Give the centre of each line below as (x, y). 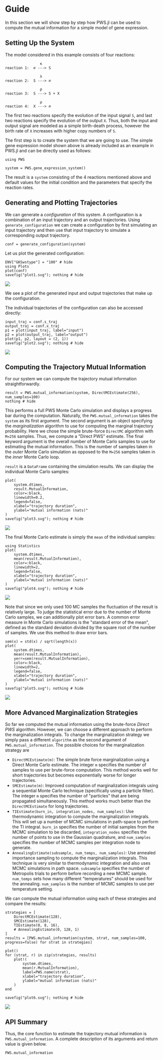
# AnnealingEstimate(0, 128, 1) (46, 930)
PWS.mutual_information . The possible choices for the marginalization (75, 745)
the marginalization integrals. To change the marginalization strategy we (77, 735)
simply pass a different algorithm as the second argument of (66, 740)
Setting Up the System (40, 43)
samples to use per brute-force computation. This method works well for (85, 770)
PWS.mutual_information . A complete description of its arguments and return (81, 1039)
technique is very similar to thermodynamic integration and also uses (81, 863)
